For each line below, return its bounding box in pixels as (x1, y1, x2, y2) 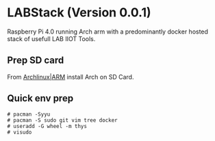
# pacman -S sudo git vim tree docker (7, 116, 118, 124)
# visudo (7, 129, 32, 136)
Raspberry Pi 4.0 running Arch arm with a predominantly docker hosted (7, 27, 209, 36)
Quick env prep (7, 92, 74, 104)
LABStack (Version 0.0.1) (7, 5, 152, 21)
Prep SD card (7, 55, 64, 66)
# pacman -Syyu (7, 111, 51, 118)
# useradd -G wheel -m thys (7, 123, 88, 129)
